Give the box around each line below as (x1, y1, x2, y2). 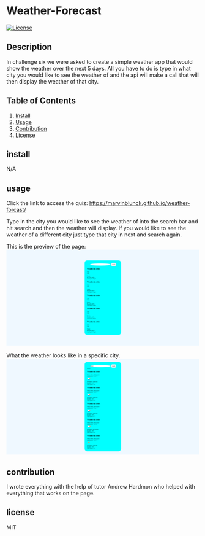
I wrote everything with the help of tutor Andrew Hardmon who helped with (6, 483, 196, 491)
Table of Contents (6, 96, 76, 106)
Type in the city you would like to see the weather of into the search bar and (6, 218, 198, 225)
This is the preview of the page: (6, 243, 86, 251)
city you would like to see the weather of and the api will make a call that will (6, 71, 199, 79)
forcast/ (6, 206, 26, 214)
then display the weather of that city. (6, 77, 99, 85)
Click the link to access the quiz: (6, 200, 88, 207)
